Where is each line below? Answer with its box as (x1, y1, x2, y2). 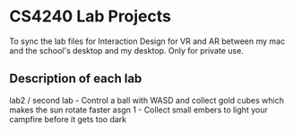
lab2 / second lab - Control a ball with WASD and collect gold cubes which (9, 95, 284, 105)
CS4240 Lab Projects (9, 6, 172, 27)
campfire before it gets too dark (9, 113, 127, 124)
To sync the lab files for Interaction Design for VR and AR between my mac (9, 36, 285, 46)
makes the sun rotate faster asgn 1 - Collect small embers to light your (9, 104, 268, 115)
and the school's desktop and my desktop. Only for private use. (9, 45, 244, 55)
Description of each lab (9, 71, 143, 87)
